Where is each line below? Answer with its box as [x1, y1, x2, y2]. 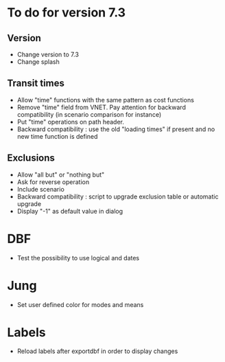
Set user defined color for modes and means [16, 300, 144, 308]
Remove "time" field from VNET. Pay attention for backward [16, 103, 187, 111]
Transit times [7, 78, 65, 89]
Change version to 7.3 [16, 50, 79, 58]
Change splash [16, 58, 60, 66]
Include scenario [16, 185, 65, 193]
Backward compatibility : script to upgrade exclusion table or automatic [16, 192, 219, 201]
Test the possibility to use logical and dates [16, 253, 140, 262]
